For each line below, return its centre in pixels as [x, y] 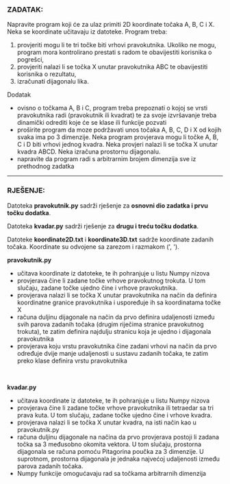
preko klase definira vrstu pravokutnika [72, 361]
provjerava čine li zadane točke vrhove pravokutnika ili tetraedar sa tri [115, 408]
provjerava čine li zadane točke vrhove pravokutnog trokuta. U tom [111, 280]
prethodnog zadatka [46, 167]
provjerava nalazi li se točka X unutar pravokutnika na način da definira [117, 295]
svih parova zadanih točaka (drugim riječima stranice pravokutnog [110, 324]
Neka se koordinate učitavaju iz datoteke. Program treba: [87, 32]
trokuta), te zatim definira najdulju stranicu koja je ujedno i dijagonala [114, 331]
